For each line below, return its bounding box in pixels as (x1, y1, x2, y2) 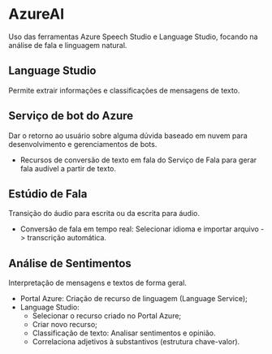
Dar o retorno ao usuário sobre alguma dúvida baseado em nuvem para (8, 131, 248, 140)
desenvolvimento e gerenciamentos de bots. (8, 139, 158, 149)
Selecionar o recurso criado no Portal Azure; (32, 311, 182, 321)
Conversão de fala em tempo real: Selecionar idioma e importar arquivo (19, 224, 260, 234)
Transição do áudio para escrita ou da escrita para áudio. (8, 209, 201, 218)
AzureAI (8, 5, 65, 24)
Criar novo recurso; (32, 320, 97, 330)
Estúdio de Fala (8, 187, 88, 201)
